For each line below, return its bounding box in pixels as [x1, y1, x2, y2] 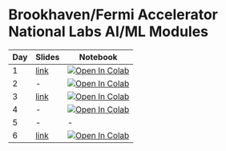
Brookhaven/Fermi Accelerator [8, 6, 218, 24]
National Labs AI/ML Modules [8, 22, 209, 41]
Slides [35, 51, 60, 62]
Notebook [79, 51, 118, 62]
